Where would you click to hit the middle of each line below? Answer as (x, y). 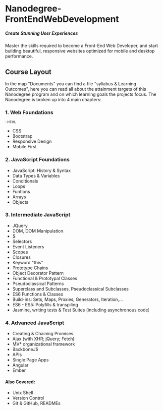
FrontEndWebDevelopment (62, 19)
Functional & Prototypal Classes (45, 278)
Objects (20, 202)
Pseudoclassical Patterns (38, 284)
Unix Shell (23, 393)
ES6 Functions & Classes (38, 294)
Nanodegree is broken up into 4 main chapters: (53, 99)
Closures (22, 257)
